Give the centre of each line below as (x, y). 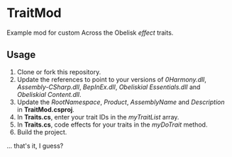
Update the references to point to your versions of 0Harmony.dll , (112, 79)
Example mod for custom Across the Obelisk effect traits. (90, 33)
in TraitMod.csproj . (46, 109)
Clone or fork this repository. (59, 71)
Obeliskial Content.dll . (49, 94)
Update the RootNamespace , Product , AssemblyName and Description (121, 102)
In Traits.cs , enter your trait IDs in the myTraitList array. (98, 117)
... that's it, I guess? (35, 146)
